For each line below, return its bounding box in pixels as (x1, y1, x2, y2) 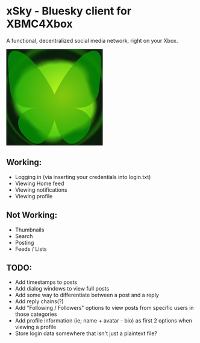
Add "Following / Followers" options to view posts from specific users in (14, 304, 194, 312)
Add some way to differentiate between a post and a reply (14, 291, 160, 299)
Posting (14, 239, 34, 246)
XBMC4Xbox (6, 17, 73, 31)
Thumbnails (14, 226, 45, 233)
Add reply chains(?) (14, 298, 64, 305)
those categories (14, 310, 57, 318)
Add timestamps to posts (14, 278, 77, 286)
